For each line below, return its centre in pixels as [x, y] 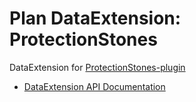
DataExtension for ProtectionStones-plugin [97, 67]
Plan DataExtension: [95, 18]
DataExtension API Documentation [94, 86]
